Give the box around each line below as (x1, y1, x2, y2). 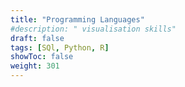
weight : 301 (10, 61, 60, 71)
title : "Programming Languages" (10, 14, 145, 25)
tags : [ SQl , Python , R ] (10, 42, 110, 53)
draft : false (10, 33, 65, 43)
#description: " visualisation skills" (10, 24, 177, 34)
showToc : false (10, 52, 74, 62)
